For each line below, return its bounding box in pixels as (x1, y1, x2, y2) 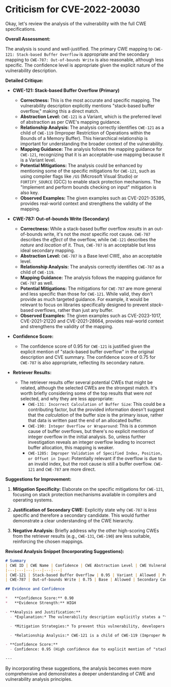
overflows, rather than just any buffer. (35, 307, 113, 313)
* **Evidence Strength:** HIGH (5, 601, 76, 606)
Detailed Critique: (5, 77, 44, 83)
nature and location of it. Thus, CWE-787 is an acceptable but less (20, 242, 156, 248)
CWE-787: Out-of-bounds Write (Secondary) (12, 216, 110, 222)
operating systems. (12, 497, 53, 503)
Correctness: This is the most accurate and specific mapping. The (20, 97, 160, 103)
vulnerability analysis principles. (5, 676, 73, 682)
